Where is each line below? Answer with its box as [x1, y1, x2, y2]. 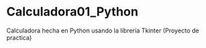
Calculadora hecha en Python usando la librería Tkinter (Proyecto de [6, 26, 200, 34]
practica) [6, 33, 32, 41]
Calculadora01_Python [6, 4, 138, 20]
